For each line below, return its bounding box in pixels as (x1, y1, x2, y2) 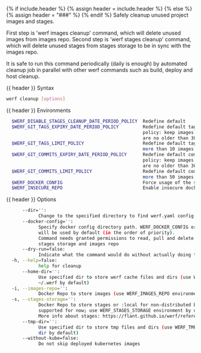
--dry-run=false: (22, 247, 66, 252)
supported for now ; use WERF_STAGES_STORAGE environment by (38, 308, 191, 314)
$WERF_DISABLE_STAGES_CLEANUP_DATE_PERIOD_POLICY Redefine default (11, 118, 186, 124)
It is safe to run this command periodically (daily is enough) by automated (6, 60, 187, 67)
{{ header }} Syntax (6, 84, 54, 92)
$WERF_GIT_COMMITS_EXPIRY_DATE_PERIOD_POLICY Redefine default (11, 152, 186, 158)
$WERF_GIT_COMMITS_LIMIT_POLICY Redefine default (11, 168, 186, 174)
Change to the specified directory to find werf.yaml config (38, 213, 194, 219)
